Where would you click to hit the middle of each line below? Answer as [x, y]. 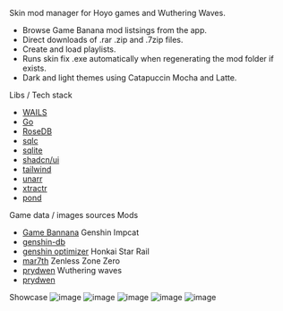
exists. [34, 68]
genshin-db [43, 242]
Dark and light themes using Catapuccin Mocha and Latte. [129, 78]
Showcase [29, 297]
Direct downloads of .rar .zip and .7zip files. [103, 40]
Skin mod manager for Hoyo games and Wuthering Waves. [117, 13]
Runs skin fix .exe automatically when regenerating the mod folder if [148, 59]
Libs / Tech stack [41, 95]
